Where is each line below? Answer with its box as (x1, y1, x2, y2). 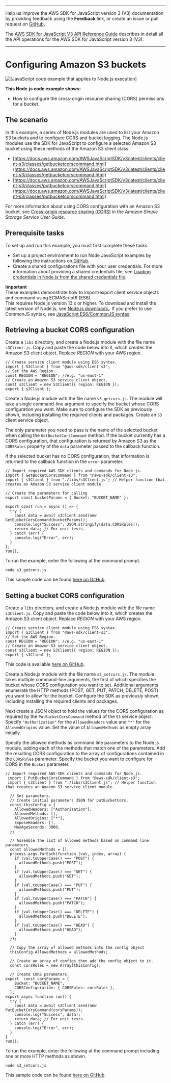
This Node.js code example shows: (5, 85, 81, 92)
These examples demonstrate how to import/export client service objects (5, 289, 159, 295)
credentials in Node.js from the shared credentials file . (12, 274, 127, 280)
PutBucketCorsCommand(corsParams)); (5, 1008, 83, 1013)
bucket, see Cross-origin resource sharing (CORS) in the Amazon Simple (5, 209, 158, 215)
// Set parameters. (10, 793, 51, 798)
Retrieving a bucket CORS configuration (5, 325, 135, 334)
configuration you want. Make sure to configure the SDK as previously (5, 406, 153, 412)
